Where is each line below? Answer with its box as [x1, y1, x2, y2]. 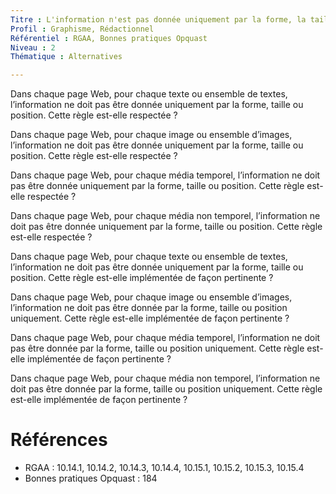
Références [10, 429, 108, 451]
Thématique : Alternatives [10, 52, 123, 62]
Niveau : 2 [10, 42, 56, 53]
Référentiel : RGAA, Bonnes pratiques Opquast [10, 33, 208, 43]
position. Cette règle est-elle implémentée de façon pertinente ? [10, 272, 274, 284]
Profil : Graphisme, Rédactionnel [10, 24, 155, 34]
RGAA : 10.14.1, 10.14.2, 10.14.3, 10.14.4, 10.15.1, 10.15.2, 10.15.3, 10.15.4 [24, 462, 305, 474]
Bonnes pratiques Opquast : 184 [24, 472, 158, 485]
